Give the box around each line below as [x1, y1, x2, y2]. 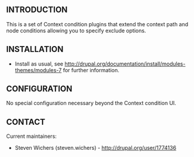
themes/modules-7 [14, 66, 62, 73]
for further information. [63, 66, 119, 73]
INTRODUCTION [6, 5, 68, 15]
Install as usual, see [14, 60, 64, 67]
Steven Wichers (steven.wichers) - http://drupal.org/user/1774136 [14, 144, 177, 152]
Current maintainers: [6, 133, 57, 140]
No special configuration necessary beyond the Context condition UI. [6, 100, 177, 107]
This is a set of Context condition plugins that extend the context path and [6, 20, 189, 27]
